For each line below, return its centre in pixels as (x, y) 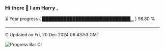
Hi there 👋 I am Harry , (32, 8)
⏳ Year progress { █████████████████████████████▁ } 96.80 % (80, 19)
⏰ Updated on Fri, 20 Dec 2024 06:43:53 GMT (52, 35)
